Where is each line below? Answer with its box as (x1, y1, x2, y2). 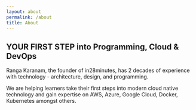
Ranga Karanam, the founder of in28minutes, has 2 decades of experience (6, 67, 190, 74)
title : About (6, 20, 39, 26)
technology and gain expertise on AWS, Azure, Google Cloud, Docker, (6, 91, 178, 98)
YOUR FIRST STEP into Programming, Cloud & (6, 42, 179, 52)
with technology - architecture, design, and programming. (6, 73, 149, 80)
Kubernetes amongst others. (6, 98, 76, 105)
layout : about (6, 8, 42, 15)
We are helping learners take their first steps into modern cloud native (6, 84, 179, 92)
